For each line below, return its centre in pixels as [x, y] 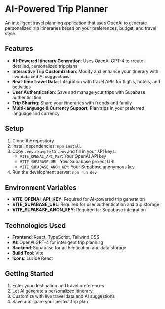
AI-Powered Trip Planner [57, 9]
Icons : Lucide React [33, 258]
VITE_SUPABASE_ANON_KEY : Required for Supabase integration [79, 210]
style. [11, 33]
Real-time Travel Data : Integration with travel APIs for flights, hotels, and [86, 81]
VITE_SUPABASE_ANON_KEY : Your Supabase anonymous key [77, 167]
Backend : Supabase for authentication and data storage [69, 248]
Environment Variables [41, 187]
